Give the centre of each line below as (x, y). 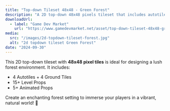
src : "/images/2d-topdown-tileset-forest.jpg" (60, 38)
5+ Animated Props (33, 88)
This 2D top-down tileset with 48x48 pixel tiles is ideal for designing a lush (84, 62)
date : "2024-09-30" (26, 47)
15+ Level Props (29, 82)
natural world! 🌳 (22, 103)
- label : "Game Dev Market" (39, 24)
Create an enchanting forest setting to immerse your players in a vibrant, (81, 97)
